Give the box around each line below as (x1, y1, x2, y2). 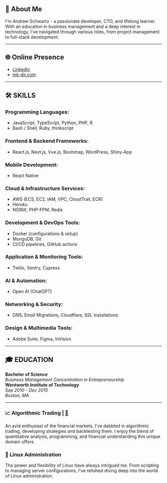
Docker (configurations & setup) (12, 231, 79, 237)
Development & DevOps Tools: (5, 219, 81, 226)
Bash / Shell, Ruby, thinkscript (12, 125, 74, 131)
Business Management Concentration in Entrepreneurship (5, 376, 124, 383)
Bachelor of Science (5, 371, 48, 377)
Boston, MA (5, 392, 29, 398)
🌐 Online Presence (5, 53, 65, 62)
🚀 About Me (5, 5, 42, 13)
